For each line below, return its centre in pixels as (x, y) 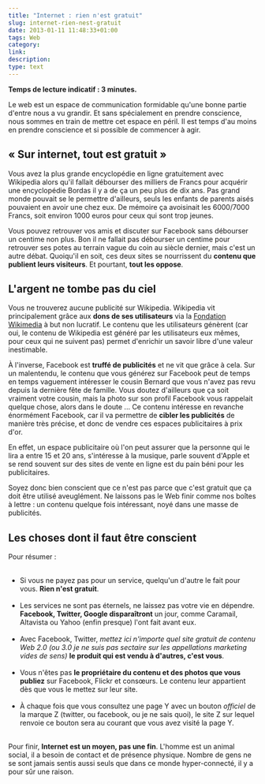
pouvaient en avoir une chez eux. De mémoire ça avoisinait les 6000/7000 (129, 207)
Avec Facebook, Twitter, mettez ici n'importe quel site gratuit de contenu (138, 639)
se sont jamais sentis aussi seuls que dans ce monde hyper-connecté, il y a (131, 763)
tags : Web (24, 37)
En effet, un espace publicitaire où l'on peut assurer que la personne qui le (129, 447)
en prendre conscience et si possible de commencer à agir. (105, 129)
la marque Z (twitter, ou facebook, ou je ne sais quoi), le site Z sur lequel (137, 715)
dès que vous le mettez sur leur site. (78, 689)
